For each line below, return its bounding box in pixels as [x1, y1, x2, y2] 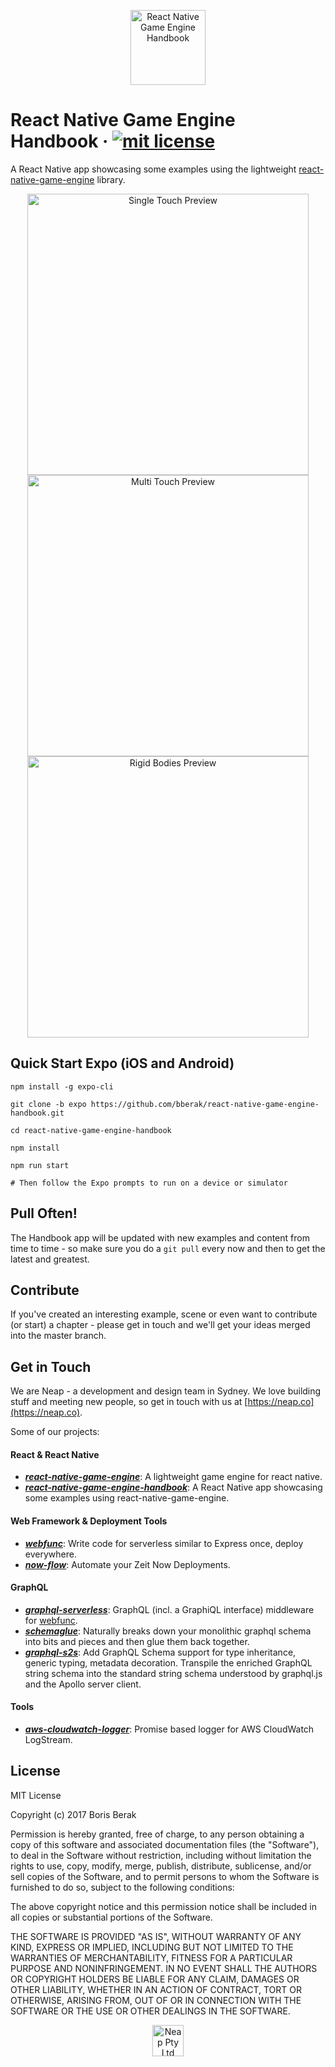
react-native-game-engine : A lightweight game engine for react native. [24, 1471, 323, 1483]
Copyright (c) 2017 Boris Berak [10, 1808, 137, 1820]
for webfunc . [24, 1614, 78, 1626]
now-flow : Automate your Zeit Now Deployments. [24, 1558, 231, 1570]
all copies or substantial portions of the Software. [10, 1911, 213, 1923]
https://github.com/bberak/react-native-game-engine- [90, 1099, 320, 1109]
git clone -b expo [10, 1099, 87, 1109]
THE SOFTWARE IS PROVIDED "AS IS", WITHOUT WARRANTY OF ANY [10, 1930, 302, 1942]
